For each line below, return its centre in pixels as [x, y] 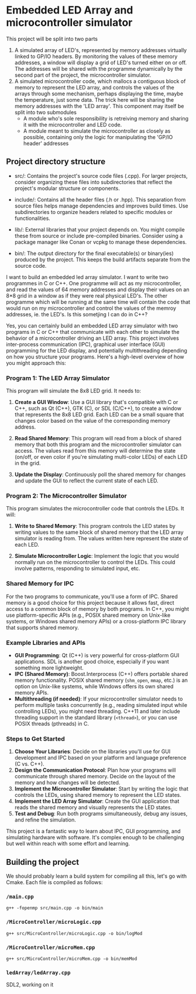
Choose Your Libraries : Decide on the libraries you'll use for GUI [92, 751]
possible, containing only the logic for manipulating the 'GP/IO [98, 137]
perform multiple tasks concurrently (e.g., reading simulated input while [101, 705]
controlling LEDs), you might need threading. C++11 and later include [97, 711]
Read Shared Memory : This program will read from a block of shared [98, 439]
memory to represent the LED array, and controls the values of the [94, 87]
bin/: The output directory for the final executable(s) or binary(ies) [94, 253]
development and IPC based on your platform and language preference [100, 758]
